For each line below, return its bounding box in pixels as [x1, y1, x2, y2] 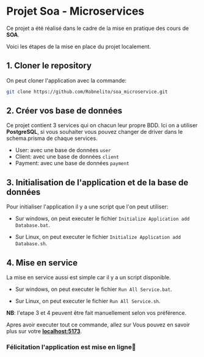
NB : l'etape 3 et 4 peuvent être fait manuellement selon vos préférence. [6, 309, 187, 317]
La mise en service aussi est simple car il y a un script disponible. [6, 274, 171, 281]
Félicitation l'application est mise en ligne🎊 [6, 342, 136, 351]
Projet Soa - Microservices [6, 4, 145, 18]
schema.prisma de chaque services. [6, 134, 98, 142]
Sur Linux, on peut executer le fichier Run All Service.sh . [15, 298, 161, 305]
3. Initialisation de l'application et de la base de [6, 177, 189, 188]
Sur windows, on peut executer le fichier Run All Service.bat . [15, 285, 172, 293]
